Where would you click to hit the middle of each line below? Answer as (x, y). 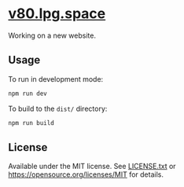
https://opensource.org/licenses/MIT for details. (86, 174)
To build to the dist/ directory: (58, 108)
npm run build (31, 123)
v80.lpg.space (57, 14)
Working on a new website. (52, 35)
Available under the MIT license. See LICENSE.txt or (92, 167)
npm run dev (28, 93)
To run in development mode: (56, 79)
